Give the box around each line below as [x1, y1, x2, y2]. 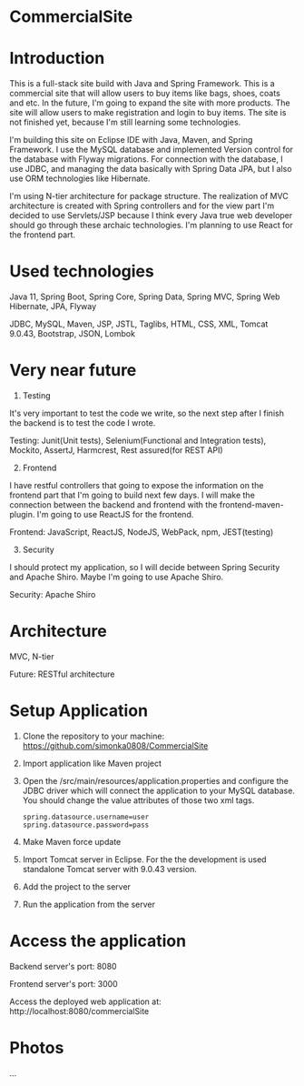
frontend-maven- [219, 499, 284, 510]
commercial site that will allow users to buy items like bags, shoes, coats [9, 88, 281, 99]
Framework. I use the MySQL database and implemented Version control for [9, 144, 293, 156]
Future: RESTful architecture [9, 669, 115, 679]
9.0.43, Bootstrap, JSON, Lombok [9, 328, 136, 339]
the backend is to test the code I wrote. [9, 417, 156, 428]
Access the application [9, 930, 187, 951]
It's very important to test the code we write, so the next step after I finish [9, 407, 284, 418]
